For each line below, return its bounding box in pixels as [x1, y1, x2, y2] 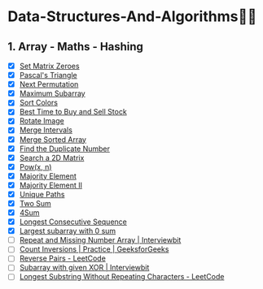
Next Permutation [19, 80, 79, 89]
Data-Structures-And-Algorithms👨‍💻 [7, 7, 257, 26]
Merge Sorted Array [19, 134, 87, 144]
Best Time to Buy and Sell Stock [19, 107, 127, 117]
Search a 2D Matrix [19, 153, 85, 162]
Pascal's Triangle [19, 71, 78, 80]
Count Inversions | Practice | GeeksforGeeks [19, 244, 169, 254]
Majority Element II [19, 180, 83, 190]
